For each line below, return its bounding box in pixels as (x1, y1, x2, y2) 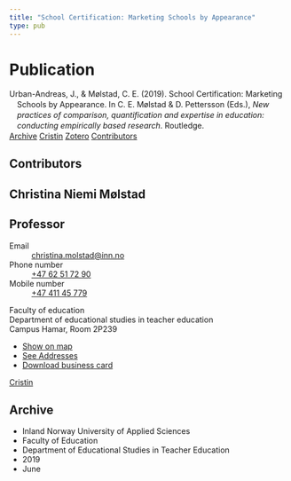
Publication (9, 59, 95, 80)
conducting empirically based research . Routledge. (17, 121, 205, 131)
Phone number (9, 259, 64, 270)
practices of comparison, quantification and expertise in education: (17, 110, 264, 121)
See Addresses (21, 350, 78, 360)
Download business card (21, 359, 114, 370)
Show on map (21, 341, 73, 351)
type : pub (9, 21, 46, 30)
